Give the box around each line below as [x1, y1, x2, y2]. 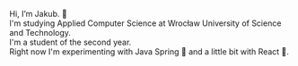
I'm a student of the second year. [9, 37, 132, 47]
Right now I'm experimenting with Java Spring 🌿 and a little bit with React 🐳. [9, 46, 290, 57]
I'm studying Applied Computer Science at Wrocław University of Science [9, 18, 282, 29]
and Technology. [9, 28, 72, 37]
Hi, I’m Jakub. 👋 [9, 9, 67, 19]
